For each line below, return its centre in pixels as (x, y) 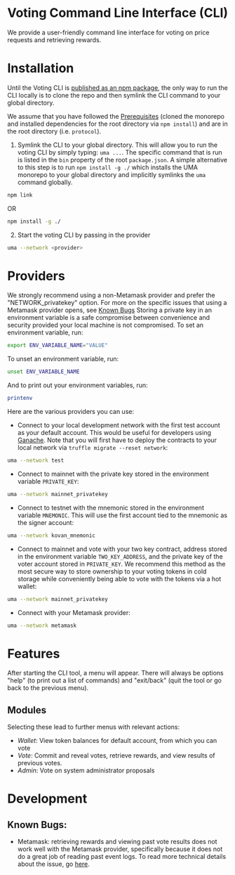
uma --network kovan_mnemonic (52, 536)
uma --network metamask (42, 626)
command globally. (45, 182)
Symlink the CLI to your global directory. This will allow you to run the (117, 145)
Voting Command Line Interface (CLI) (118, 13)
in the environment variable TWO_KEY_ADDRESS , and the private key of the (120, 556)
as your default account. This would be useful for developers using (114, 433)
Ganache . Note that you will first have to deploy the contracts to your (117, 440)
